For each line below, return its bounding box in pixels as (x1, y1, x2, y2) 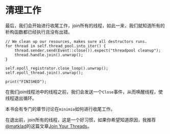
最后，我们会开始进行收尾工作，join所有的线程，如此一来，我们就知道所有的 (5, 22, 165, 29)
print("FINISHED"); (5, 79, 47, 84)
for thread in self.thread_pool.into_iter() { (5, 43, 106, 48)
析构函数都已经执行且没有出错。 (5, 29, 72, 35)
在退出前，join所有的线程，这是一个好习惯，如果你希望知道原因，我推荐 (5, 117, 156, 123)
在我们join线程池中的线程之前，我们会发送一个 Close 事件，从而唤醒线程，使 (5, 89, 163, 95)
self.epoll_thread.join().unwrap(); (5, 70, 83, 75)
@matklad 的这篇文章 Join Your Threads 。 (5, 123, 92, 129)
